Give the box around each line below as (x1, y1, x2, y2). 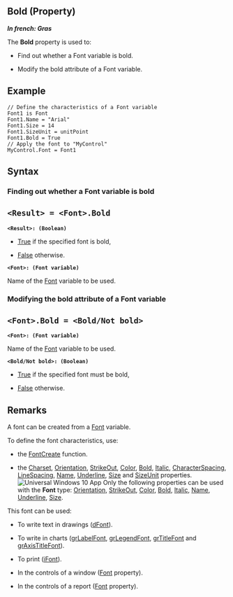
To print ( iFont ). (17, 555, 62, 563)
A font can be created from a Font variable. (7, 423, 131, 431)
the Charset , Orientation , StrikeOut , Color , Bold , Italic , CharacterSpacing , (17, 463, 227, 472)
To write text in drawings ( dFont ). (17, 521, 113, 529)
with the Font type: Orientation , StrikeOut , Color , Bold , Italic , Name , (17, 486, 211, 494)
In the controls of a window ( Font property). (17, 568, 143, 577)
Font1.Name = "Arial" (7, 115, 70, 123)
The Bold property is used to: (7, 38, 92, 46)
